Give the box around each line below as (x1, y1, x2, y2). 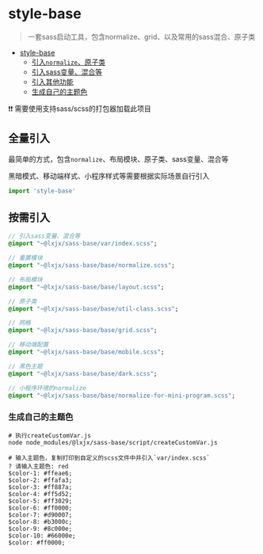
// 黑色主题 (8, 362, 44, 370)
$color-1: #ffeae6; (8, 469, 73, 477)
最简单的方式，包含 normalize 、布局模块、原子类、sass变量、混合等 (8, 154, 229, 163)
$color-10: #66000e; (8, 532, 77, 540)
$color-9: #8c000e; (8, 525, 73, 533)
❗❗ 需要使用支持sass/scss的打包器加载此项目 (8, 104, 152, 113)
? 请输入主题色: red (8, 462, 69, 470)
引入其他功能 (31, 77, 74, 86)
